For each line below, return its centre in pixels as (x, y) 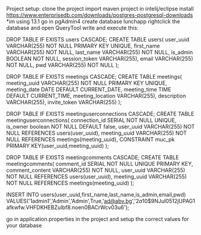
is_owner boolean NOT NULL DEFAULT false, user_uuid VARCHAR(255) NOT (100, 127)
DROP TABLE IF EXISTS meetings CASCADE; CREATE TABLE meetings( (94, 77)
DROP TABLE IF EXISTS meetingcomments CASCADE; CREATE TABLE (93, 157)
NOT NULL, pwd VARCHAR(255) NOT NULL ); (63, 65)
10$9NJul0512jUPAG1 (169, 201)
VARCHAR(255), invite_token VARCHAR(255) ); (64, 102)
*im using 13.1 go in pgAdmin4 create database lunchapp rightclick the (93, 21)
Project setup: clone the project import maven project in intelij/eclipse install (100, 9)
